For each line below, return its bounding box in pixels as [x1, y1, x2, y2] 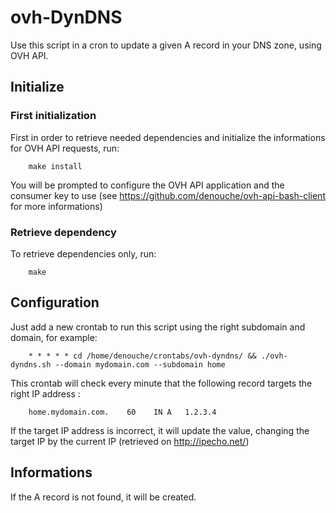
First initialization [10, 109, 97, 123]
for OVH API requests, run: [10, 142, 120, 154]
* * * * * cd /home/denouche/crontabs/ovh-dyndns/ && [28, 351, 257, 361]
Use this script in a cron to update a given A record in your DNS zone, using [10, 39, 322, 51]
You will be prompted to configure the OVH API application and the [10, 179, 285, 191]
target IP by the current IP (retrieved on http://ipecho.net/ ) [10, 435, 250, 447]
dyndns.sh [10, 359, 52, 370]
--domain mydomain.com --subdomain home [54, 359, 226, 370]
